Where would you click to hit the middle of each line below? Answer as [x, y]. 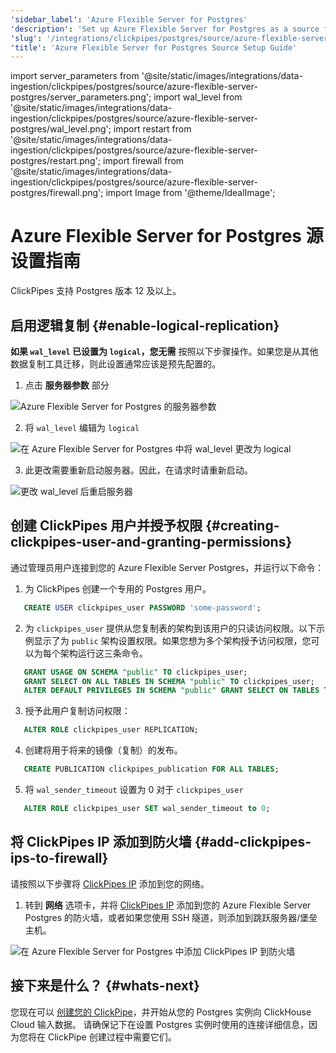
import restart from [152, 129]
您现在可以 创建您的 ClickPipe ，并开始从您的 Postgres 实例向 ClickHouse [161, 1012]
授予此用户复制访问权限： [77, 711]
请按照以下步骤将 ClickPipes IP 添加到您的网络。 [110, 883]
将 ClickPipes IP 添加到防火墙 [101, 842]
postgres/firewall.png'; [57, 193]
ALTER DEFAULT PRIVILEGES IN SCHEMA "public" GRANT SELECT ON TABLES [171, 691]
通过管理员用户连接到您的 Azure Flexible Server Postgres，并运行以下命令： [167, 567]
